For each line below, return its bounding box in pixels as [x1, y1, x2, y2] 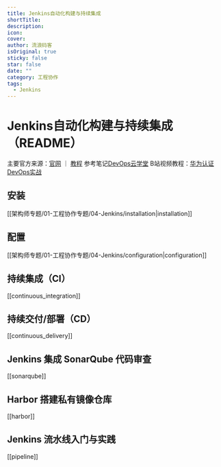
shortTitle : [7, 16, 41, 23]
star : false [7, 61, 41, 68]
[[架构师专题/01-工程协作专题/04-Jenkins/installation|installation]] [7, 209, 193, 217]
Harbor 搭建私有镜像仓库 [7, 394, 112, 405]
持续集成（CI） [7, 273, 70, 285]
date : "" [7, 67, 32, 74]
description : [7, 23, 44, 29]
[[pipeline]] [7, 452, 39, 460]
